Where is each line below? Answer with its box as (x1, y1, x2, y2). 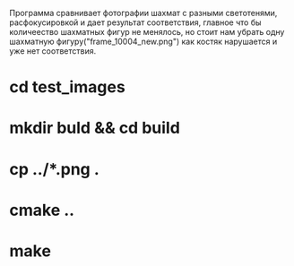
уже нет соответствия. (9, 46, 97, 56)
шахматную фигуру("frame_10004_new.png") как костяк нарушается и (9, 36, 278, 47)
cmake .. (9, 200, 74, 220)
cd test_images (9, 77, 125, 98)
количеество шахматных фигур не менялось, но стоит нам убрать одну (9, 27, 285, 37)
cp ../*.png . (9, 159, 100, 179)
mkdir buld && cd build (9, 118, 181, 138)
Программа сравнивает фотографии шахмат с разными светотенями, (9, 8, 278, 18)
